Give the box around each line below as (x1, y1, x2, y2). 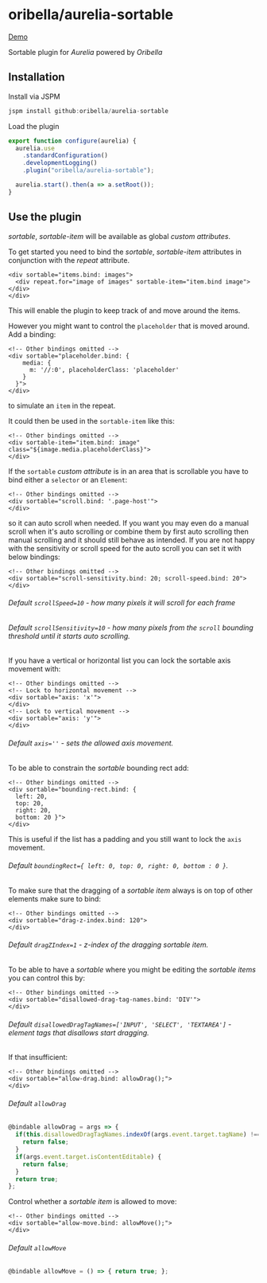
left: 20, (15, 792, 48, 800)
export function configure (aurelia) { (8, 137, 137, 145)
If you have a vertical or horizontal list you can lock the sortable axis (8, 655, 231, 666)
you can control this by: (8, 973, 86, 983)
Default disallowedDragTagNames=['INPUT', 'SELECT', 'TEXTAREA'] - (8, 1019, 232, 1029)
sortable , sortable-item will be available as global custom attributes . (8, 231, 231, 241)
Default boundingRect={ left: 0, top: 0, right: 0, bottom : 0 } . (8, 861, 229, 870)
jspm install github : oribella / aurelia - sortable (8, 107, 169, 115)
